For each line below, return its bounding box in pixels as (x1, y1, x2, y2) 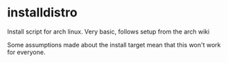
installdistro (7, 5, 78, 21)
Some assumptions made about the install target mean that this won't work (7, 40, 221, 49)
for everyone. (7, 48, 46, 56)
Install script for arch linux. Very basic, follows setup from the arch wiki (7, 27, 210, 36)
